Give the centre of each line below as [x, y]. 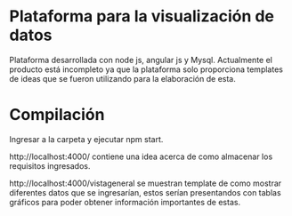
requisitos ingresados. [50, 165]
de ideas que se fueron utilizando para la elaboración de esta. [122, 78]
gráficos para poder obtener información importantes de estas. [125, 202]
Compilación [57, 115]
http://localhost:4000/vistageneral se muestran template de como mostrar [146, 183]
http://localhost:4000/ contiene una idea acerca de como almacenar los [141, 156]
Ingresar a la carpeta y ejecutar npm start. [86, 139]
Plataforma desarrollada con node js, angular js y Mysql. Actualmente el [141, 60]
